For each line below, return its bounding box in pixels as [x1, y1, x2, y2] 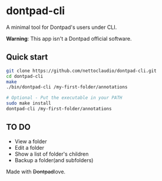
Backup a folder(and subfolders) [14, 156, 94, 163]
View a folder [14, 137, 47, 145]
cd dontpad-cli [6, 73, 44, 79]
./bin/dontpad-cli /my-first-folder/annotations [6, 84, 128, 90]
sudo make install [6, 100, 51, 107]
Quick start [6, 52, 48, 62]
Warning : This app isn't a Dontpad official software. [6, 35, 132, 42]
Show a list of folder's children [14, 150, 89, 157]
